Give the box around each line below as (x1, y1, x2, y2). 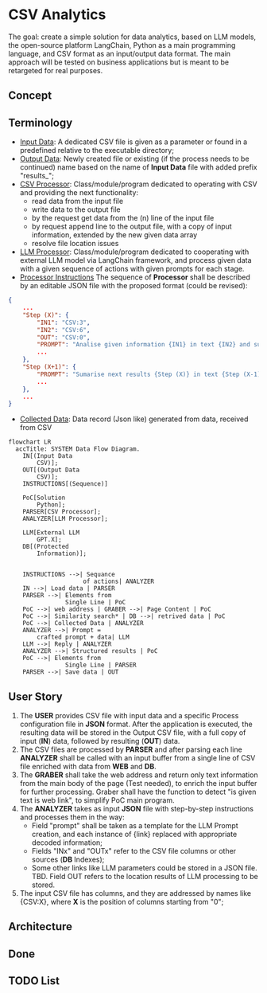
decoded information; (31, 838, 103, 847)
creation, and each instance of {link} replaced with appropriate (31, 830, 238, 839)
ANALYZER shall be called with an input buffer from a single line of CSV (19, 753, 256, 763)
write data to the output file (31, 205, 121, 214)
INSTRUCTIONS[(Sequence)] (22, 480, 109, 488)
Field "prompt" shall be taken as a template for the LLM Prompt (31, 821, 238, 831)
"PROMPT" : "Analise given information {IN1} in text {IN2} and (37, 341, 250, 349)
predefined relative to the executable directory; (19, 146, 175, 155)
